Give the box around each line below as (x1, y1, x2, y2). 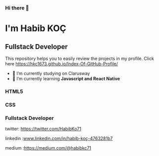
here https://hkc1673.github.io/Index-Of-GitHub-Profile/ (5, 60, 119, 66)
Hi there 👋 (5, 4, 30, 11)
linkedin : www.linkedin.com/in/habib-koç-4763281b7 (5, 136, 113, 142)
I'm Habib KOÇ (5, 23, 67, 34)
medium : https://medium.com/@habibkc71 (5, 145, 91, 151)
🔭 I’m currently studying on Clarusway (12, 70, 90, 76)
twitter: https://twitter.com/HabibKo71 (5, 126, 81, 132)
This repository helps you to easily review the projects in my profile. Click (5, 55, 155, 61)
